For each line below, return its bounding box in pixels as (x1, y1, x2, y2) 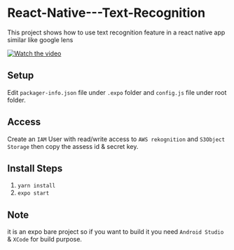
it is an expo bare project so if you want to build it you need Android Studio (7, 228, 224, 236)
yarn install (17, 183, 56, 190)
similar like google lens (7, 35, 74, 44)
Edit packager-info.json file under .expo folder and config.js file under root (7, 88, 227, 96)
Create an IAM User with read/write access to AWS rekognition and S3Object (7, 135, 226, 143)
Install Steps (7, 162, 63, 174)
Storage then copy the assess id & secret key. (7, 142, 139, 150)
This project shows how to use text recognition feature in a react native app (7, 28, 226, 37)
